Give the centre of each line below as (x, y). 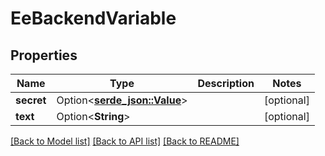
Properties (44, 55)
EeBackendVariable (93, 18)
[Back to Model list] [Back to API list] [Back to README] (125, 141)
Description (226, 83)
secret (31, 100)
